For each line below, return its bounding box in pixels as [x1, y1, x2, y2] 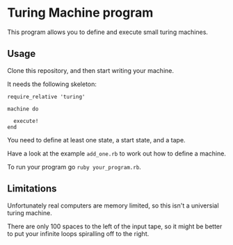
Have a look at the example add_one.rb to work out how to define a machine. [7, 149, 226, 158]
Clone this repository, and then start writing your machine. [7, 66, 174, 74]
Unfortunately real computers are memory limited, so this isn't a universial [7, 201, 219, 210]
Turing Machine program [7, 5, 154, 21]
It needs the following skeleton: [7, 80, 97, 88]
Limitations [7, 183, 57, 195]
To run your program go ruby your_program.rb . [7, 162, 141, 171]
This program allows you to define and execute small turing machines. [7, 28, 209, 36]
